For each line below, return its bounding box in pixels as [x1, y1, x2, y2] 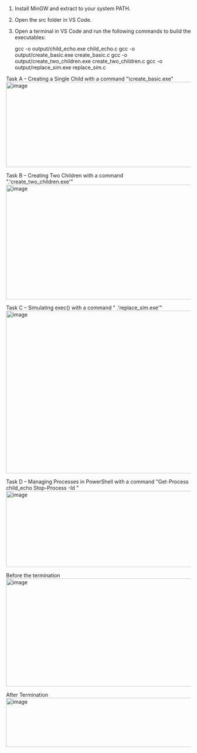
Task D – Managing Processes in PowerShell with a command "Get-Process [6, 478, 189, 485]
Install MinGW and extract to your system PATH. [14, 5, 131, 12]
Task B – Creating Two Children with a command [6, 172, 124, 179]
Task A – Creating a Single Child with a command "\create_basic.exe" [6, 76, 174, 82]
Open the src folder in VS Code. [14, 16, 92, 23]
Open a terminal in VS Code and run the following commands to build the [14, 28, 191, 35]
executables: [14, 34, 46, 40]
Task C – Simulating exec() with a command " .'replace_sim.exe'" [6, 304, 162, 311]
